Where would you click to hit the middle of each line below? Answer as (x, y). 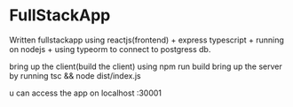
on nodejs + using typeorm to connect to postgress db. (110, 49)
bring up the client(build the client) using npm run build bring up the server (146, 66)
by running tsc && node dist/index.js (75, 75)
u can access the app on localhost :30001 (86, 93)
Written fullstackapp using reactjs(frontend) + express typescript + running (146, 40)
